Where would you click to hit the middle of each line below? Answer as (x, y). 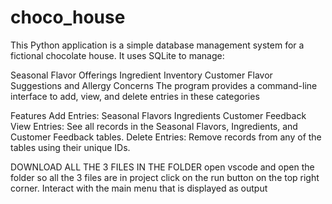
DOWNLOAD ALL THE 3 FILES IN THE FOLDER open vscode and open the (162, 167)
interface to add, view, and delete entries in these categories (135, 96)
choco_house (68, 17)
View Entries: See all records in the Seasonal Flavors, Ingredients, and (154, 126)
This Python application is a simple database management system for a (157, 45)
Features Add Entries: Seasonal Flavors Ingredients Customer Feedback (158, 115)
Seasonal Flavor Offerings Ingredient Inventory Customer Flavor (141, 75)
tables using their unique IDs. (70, 147)
